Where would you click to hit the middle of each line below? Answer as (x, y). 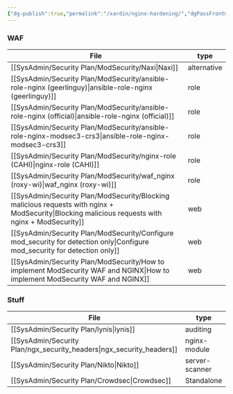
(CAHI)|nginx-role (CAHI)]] (55, 164)
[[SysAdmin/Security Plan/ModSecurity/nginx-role (94, 155)
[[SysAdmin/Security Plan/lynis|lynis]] (73, 329)
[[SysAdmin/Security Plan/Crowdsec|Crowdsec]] (91, 381)
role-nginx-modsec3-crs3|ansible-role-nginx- (90, 136)
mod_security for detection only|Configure (80, 241)
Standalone (204, 381)
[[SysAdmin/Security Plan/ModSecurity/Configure (92, 233)
